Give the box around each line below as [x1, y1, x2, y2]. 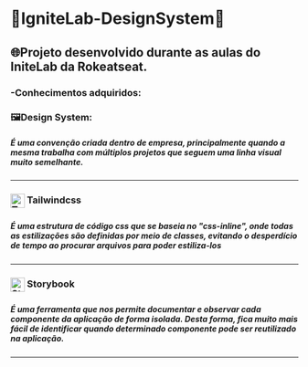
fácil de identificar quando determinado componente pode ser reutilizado [10, 323, 297, 334]
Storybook [27, 278, 76, 290]
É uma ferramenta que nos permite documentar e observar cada [10, 304, 261, 315]
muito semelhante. [10, 157, 84, 168]
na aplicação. [10, 333, 65, 344]
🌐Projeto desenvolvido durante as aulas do [10, 45, 261, 60]
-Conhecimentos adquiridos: [10, 86, 142, 99]
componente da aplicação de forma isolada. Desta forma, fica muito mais [10, 314, 298, 325]
